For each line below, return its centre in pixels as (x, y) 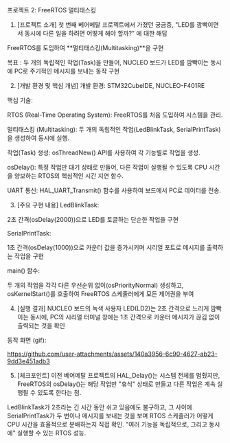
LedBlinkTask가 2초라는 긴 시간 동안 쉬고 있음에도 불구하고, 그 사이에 (100, 407)
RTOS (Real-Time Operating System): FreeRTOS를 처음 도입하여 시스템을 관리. (115, 115)
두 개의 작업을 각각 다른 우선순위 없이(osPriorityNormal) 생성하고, (95, 285)
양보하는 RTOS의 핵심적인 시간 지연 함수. (69, 176)
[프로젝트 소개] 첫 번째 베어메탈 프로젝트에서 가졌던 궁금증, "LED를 (106, 25)
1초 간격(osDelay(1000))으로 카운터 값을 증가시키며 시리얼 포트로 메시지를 (106, 247)
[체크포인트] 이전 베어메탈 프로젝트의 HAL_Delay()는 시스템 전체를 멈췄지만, (118, 375)
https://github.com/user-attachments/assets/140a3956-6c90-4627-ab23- (112, 354)
